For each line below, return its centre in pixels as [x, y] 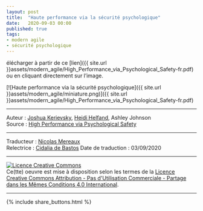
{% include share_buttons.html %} [49, 202]
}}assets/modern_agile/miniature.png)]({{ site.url [67, 94]
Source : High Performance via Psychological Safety [72, 124]
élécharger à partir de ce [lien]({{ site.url [56, 63]
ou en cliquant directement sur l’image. [55, 76]
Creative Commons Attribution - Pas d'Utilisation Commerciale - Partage [96, 178]
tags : [13, 34]
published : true [27, 29]
